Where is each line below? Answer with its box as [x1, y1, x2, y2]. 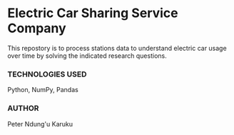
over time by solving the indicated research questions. [7, 51, 167, 60]
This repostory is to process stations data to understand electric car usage [7, 44, 227, 52]
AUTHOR [7, 104, 39, 114]
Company [7, 20, 66, 36]
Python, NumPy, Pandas [7, 86, 78, 94]
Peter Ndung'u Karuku [7, 119, 73, 128]
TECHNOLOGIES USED [7, 69, 87, 79]
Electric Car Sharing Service [7, 5, 178, 21]
